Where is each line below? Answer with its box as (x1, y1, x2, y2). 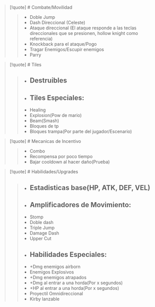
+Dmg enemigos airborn (29, 263, 81, 270)
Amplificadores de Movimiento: (29, 200, 132, 209)
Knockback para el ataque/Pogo (29, 41, 97, 47)
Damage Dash (29, 230, 59, 236)
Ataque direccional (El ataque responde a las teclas (29, 25, 137, 31)
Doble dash (29, 219, 54, 225)
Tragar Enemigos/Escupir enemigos (29, 47, 105, 52)
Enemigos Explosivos (29, 269, 74, 275)
